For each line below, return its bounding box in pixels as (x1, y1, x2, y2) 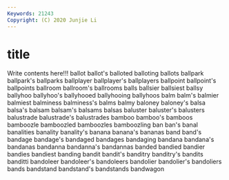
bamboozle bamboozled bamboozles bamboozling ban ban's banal (7, 120, 199, 129)
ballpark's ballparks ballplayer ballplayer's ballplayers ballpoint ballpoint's (7, 77, 217, 85)
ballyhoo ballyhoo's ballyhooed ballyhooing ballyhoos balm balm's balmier (7, 91, 219, 100)
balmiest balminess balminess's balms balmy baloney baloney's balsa (7, 98, 206, 107)
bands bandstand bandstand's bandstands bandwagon (7, 165, 164, 173)
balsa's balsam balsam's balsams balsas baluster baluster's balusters (7, 106, 205, 114)
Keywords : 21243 (7, 10, 54, 17)
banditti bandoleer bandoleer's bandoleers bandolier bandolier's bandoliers (7, 157, 222, 166)
